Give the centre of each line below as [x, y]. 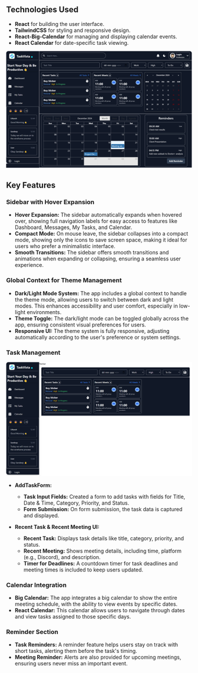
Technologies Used [42, 10]
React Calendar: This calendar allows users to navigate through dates [100, 610]
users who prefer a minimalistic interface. [65, 246]
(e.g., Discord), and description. [62, 557]
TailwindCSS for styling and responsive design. [72, 30]
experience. [29, 265]
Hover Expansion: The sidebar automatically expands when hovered [98, 215]
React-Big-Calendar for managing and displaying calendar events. [96, 36]
